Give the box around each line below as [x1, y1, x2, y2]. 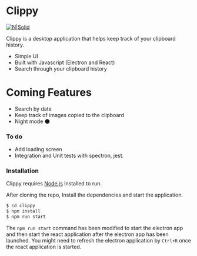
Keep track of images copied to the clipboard [14, 111, 125, 118]
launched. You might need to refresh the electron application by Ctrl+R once [6, 237, 191, 244]
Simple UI [14, 52, 38, 59]
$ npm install [6, 208, 41, 214]
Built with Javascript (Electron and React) [14, 59, 115, 66]
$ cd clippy [6, 203, 35, 209]
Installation [6, 167, 39, 175]
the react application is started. [6, 243, 82, 251]
